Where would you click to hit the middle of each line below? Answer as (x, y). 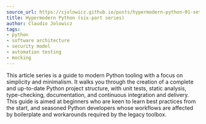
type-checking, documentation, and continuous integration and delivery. (98, 95)
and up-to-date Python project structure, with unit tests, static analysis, (97, 88)
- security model (29, 47)
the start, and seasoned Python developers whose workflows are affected (100, 107)
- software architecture (38, 41)
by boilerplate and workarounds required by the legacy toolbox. (86, 114)
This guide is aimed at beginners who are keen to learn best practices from (101, 101)
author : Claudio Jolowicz (39, 23)
